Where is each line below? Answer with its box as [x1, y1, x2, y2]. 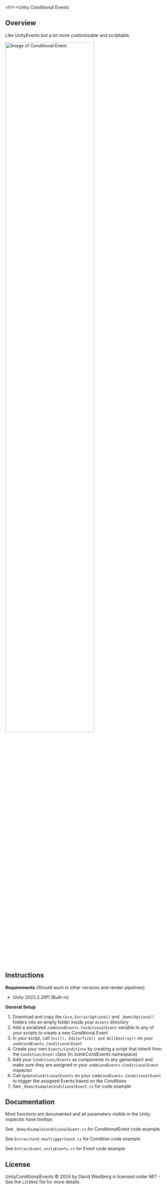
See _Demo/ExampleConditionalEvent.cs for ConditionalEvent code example [5, 1126, 160, 1132]
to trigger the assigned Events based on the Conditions [12, 1078, 127, 1084]
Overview [5, 19, 37, 27]
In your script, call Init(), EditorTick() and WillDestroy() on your [12, 1035, 153, 1041]
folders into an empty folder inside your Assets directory [12, 1019, 129, 1025]
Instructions [5, 971, 44, 980]
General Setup [5, 1004, 36, 1010]
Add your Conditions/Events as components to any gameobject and [12, 1056, 153, 1062]
